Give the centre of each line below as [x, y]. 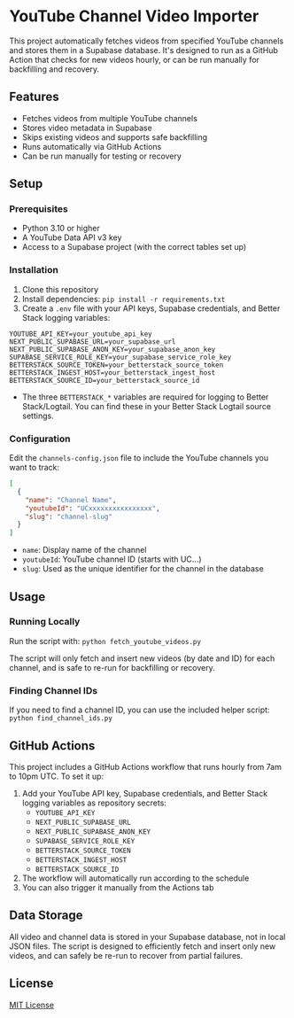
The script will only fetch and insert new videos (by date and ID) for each [142, 658]
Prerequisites [39, 209]
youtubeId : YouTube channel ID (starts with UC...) [112, 559]
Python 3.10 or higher [61, 229]
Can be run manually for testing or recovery [101, 156]
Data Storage [46, 916]
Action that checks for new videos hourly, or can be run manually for [134, 59]
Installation [34, 270]
